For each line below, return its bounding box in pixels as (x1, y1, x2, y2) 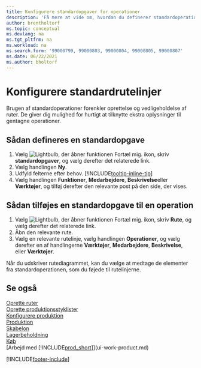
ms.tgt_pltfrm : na (6, 37, 52, 43)
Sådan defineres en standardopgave (6, 134, 145, 145)
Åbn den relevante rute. (14, 229, 74, 236)
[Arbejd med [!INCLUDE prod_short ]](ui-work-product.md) (6, 343, 149, 351)
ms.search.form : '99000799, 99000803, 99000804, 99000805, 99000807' (6, 48, 184, 54)
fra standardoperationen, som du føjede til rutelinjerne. (6, 266, 141, 273)
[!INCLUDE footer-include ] (6, 355, 70, 363)
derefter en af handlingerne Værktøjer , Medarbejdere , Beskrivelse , (14, 241, 183, 249)
